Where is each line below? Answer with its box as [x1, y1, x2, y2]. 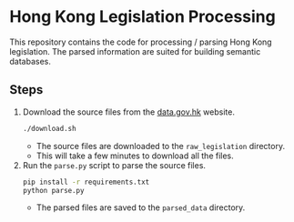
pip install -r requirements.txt [22, 177, 150, 187]
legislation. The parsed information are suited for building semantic [9, 45, 261, 56]
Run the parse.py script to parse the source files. [22, 159, 207, 170]
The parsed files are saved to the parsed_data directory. [35, 202, 246, 213]
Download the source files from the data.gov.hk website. [22, 106, 235, 117]
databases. [9, 55, 52, 66]
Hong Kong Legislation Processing [9, 6, 276, 27]
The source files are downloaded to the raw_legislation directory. [35, 140, 285, 151]
